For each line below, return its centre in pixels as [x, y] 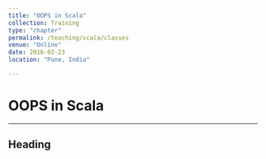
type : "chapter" [35, 30]
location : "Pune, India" [49, 60]
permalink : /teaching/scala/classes [68, 38]
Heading [30, 144]
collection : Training [44, 23]
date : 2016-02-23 [37, 52]
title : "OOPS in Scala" [47, 15]
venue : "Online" [35, 45]
